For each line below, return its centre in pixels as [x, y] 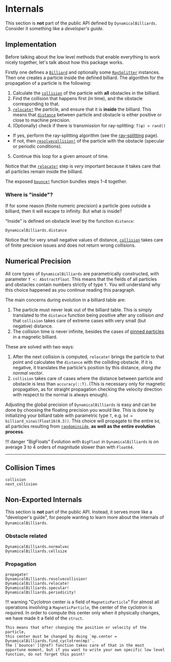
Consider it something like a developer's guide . [55, 28]
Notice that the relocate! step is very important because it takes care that [83, 166]
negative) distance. [33, 326]
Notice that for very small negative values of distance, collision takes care [84, 240]
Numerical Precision [38, 261]
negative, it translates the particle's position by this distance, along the [87, 367]
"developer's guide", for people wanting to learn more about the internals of [85, 517]
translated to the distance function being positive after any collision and [88, 315]
